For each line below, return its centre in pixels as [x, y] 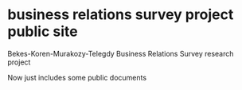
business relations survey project [121, 15]
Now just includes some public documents [77, 77]
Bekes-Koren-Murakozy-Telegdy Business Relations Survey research [121, 53]
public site [43, 31]
